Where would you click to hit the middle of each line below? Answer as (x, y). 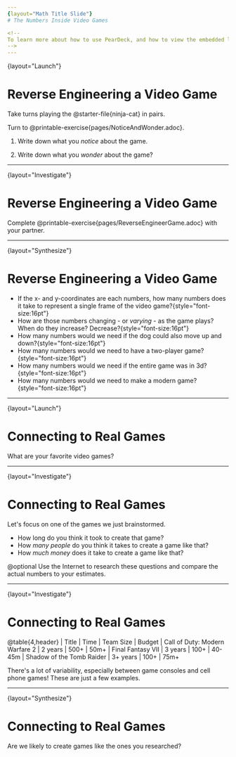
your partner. (26, 230)
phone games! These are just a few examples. (74, 678)
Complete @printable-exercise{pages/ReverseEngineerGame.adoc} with (112, 223)
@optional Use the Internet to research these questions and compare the (113, 566)
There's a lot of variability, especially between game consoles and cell (109, 670)
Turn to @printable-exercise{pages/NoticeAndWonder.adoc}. (96, 128)
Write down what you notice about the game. (83, 141)
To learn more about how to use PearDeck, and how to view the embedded (116, 39)
